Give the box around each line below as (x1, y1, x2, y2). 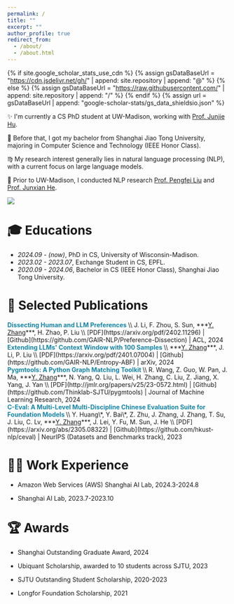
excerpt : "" (7, 23, 42, 30)
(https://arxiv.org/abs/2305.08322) (7, 425, 109, 433)
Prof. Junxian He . (7, 183, 57, 192)
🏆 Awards (7, 520, 69, 536)
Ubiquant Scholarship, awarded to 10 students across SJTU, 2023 (17, 561, 208, 570)
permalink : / (7, 10, 46, 18)
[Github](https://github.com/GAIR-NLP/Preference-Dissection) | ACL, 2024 (7, 335, 224, 344)
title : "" (7, 17, 36, 24)
